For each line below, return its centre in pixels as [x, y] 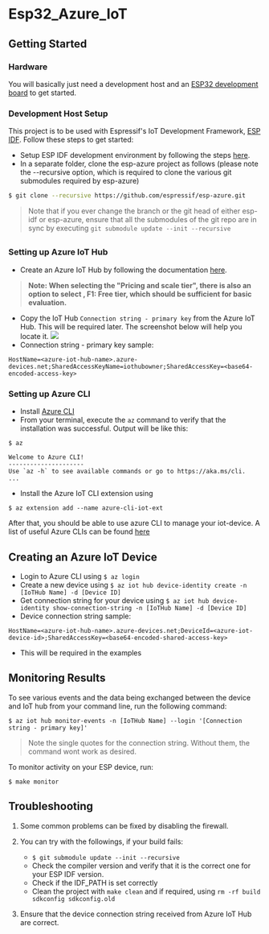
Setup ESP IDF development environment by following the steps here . [135, 155]
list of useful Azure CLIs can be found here [79, 531]
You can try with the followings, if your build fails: [101, 841]
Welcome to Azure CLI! [46, 457]
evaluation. [47, 302]
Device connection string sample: [75, 616]
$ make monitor [34, 782]
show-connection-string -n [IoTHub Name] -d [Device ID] [150, 608]
